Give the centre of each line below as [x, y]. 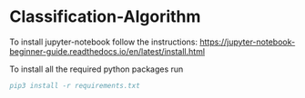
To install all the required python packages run [97, 69]
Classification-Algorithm [105, 17]
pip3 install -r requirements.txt [75, 85]
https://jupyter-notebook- [248, 42]
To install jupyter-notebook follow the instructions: [104, 42]
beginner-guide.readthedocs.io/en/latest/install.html [107, 51]
